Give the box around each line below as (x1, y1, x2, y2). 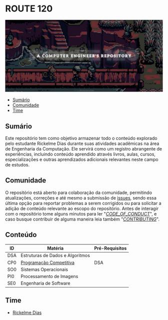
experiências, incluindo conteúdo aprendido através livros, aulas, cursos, (5, 151, 156, 157)
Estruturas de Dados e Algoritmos (20, 252, 90, 258)
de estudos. (5, 162, 30, 168)
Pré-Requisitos (94, 245, 127, 251)
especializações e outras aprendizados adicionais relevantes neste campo (5, 156, 158, 162)
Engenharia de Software (20, 280, 70, 286)
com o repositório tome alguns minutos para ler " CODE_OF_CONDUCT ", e (5, 210, 157, 216)
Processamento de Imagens (20, 273, 78, 279)
